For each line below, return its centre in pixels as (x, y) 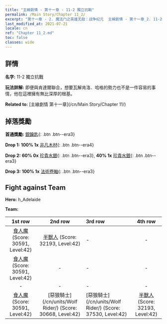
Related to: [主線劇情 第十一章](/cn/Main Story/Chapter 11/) (66, 104)
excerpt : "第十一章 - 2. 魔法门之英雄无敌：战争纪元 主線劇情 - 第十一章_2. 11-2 (84, 19)
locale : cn (16, 28)
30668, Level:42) (60, 314)
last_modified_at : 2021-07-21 (37, 24)
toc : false (16, 38)
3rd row (95, 222)
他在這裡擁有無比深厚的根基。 (44, 93)
